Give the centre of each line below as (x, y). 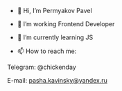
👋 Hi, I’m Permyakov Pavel (54, 11)
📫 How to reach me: (47, 51)
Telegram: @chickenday (42, 67)
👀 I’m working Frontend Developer (66, 24)
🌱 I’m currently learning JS (55, 37)
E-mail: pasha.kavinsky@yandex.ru (57, 80)
